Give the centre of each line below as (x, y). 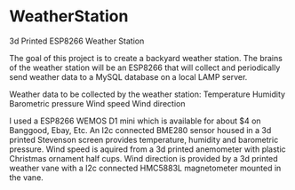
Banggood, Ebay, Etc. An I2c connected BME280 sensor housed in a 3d (140, 130)
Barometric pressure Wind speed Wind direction (97, 103)
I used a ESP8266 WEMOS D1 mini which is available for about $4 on (135, 121)
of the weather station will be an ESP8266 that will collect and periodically (145, 67)
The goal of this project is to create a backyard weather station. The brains (146, 58)
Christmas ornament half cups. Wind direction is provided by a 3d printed (144, 158)
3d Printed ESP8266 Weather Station (77, 41)
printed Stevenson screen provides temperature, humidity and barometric (144, 139)
